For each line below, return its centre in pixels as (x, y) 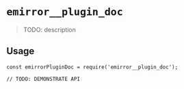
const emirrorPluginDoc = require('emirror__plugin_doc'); (92, 67)
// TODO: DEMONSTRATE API (43, 79)
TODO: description (50, 29)
